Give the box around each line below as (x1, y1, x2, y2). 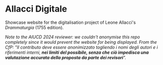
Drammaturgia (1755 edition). (5, 24, 64, 30)
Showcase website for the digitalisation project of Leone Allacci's (5, 19, 136, 25)
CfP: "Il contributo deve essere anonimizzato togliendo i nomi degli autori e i (5, 44, 158, 50)
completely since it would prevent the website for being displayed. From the (5, 39, 157, 45)
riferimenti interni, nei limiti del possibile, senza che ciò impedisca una (5, 49, 149, 55)
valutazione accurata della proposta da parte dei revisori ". (5, 54, 127, 60)
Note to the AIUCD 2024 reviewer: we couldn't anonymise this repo (5, 34, 140, 40)
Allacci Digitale (5, 3, 67, 15)
